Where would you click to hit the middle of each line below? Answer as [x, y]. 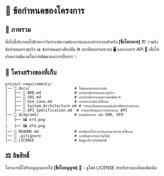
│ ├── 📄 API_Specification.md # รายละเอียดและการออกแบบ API [66, 110]
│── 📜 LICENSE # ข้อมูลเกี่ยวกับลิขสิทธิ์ [56, 140]
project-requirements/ [29, 84]
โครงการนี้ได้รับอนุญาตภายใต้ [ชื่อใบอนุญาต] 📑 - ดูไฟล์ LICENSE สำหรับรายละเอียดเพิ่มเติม [81, 167]
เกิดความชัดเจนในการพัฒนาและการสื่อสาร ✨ [42, 56]
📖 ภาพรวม [18, 29]
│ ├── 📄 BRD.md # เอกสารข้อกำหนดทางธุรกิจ [60, 92]
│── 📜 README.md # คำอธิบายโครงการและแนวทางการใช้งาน [69, 131]
